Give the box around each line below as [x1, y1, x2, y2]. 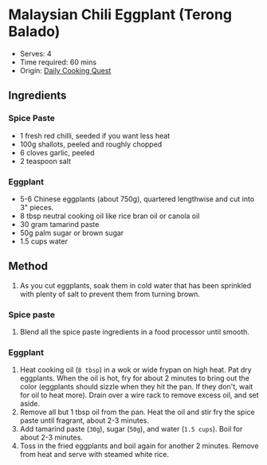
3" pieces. [19, 202, 54, 212]
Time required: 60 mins [19, 57, 97, 67]
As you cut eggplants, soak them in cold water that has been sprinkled [19, 280, 252, 290]
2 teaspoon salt [19, 156, 72, 166]
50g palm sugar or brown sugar [19, 228, 124, 237]
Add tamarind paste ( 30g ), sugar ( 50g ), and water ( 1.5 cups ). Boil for [19, 424, 243, 434]
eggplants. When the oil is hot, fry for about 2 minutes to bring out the [19, 373, 249, 383]
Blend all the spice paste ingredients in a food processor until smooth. [19, 327, 249, 337]
